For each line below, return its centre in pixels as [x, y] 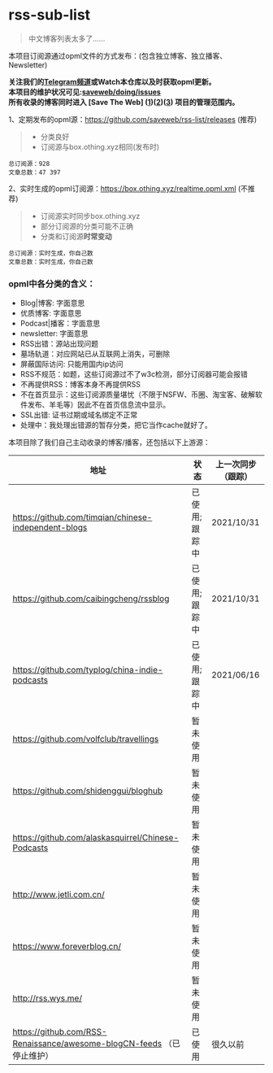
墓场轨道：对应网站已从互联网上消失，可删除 [95, 354]
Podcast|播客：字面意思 [60, 324]
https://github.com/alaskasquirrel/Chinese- [96, 838]
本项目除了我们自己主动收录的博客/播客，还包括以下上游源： [110, 443]
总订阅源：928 [29, 164]
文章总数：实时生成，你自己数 [51, 262]
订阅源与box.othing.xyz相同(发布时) [100, 146]
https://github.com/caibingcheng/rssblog [91, 599]
